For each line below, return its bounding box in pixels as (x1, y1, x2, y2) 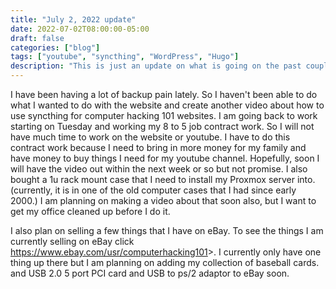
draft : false (10, 33, 65, 43)
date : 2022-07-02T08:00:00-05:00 (10, 24, 150, 34)
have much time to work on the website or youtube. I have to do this (10, 131, 291, 143)
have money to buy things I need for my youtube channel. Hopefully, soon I (10, 152, 320, 164)
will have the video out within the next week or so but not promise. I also (10, 163, 308, 175)
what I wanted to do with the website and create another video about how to (10, 99, 325, 111)
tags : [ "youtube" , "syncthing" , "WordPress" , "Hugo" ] (10, 52, 240, 62)
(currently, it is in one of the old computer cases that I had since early (10, 184, 297, 196)
